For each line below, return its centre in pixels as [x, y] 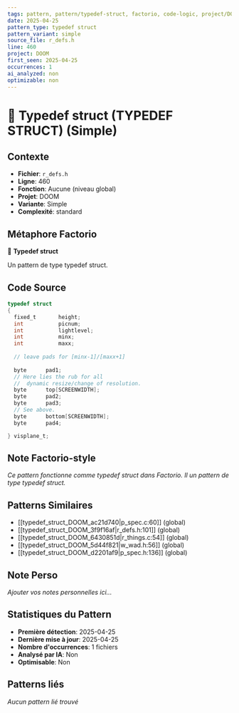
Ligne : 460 [34, 182]
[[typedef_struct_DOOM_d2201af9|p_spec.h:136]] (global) [102, 553]
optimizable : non [33, 80]
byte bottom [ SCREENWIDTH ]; [62, 416]
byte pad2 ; [38, 397]
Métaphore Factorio [52, 234]
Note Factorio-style [52, 458]
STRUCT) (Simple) [62, 131]
